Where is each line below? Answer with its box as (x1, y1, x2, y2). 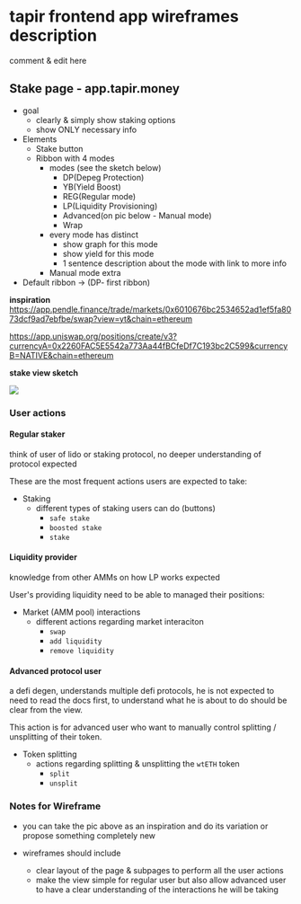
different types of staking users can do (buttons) (35, 502, 216, 513)
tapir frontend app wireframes (9, 6, 240, 27)
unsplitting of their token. (9, 731, 102, 742)
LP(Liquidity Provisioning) (62, 200, 158, 211)
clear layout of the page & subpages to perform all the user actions (35, 864, 285, 875)
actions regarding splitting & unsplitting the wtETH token (35, 758, 240, 769)
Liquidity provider (9, 552, 78, 563)
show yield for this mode (62, 248, 155, 259)
